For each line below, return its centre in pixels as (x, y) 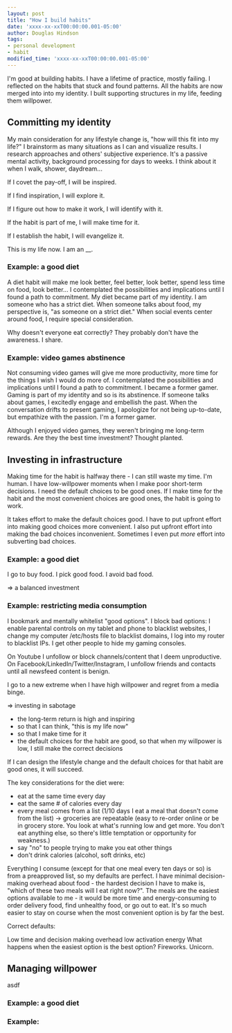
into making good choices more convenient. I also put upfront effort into (110, 526)
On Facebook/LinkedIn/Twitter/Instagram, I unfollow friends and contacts (111, 663)
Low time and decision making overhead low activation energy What (105, 939)
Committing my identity (59, 122)
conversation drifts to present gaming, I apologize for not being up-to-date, (115, 410)
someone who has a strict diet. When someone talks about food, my (105, 304)
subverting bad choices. (42, 541)
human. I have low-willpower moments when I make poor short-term (105, 483)
